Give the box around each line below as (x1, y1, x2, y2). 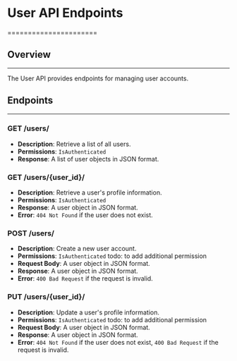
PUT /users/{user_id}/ (7, 292, 85, 302)
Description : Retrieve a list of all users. (17, 140, 131, 148)
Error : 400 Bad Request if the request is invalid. (17, 274, 153, 283)
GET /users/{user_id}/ (7, 172, 85, 182)
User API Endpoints (7, 5, 123, 21)
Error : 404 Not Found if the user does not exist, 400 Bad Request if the (17, 338, 219, 346)
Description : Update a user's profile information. (17, 308, 160, 317)
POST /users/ (7, 228, 55, 238)
